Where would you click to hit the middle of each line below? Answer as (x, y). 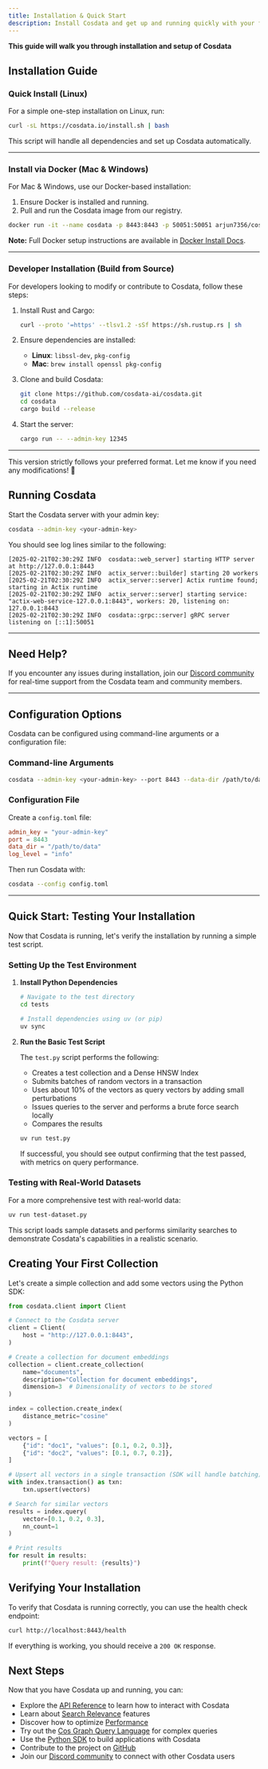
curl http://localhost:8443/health (67, 1630)
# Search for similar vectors (59, 1504)
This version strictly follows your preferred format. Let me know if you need (132, 461)
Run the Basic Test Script (62, 1042)
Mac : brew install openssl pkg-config (97, 364)
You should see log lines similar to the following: (87, 544)
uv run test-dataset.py (48, 1215)
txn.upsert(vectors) (57, 1490)
